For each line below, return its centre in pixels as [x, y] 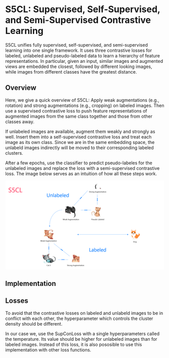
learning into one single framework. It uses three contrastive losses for [79, 50]
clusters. [14, 153]
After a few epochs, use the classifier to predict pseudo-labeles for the [79, 163]
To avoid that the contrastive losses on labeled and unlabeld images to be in [84, 313]
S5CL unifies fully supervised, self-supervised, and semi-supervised [76, 45]
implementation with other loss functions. [48, 350]
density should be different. [34, 324]
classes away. [20, 121]
